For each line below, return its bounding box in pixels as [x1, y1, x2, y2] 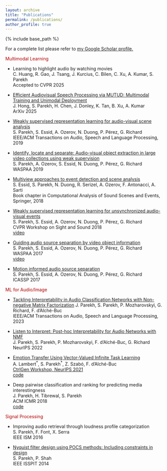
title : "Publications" [5, 12, 54, 17]
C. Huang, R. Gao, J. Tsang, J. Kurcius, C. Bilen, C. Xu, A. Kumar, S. [12, 71, 154, 77]
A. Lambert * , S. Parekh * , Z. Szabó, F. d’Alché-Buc [12, 360, 117, 367]
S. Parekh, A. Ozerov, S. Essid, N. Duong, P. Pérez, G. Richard [12, 161, 142, 167]
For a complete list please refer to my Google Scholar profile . [5, 46, 134, 52]
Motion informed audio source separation [12, 266, 101, 272]
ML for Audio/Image [5, 286, 47, 293]
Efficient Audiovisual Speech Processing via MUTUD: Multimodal [12, 92, 150, 98]
